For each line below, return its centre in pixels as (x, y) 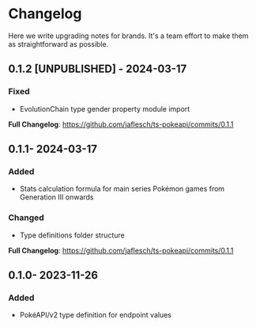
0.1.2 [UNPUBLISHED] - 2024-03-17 (98, 69)
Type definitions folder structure (72, 235)
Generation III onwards (56, 197)
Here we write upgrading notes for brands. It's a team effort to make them (128, 36)
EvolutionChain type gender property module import (105, 108)
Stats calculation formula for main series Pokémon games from (122, 189)
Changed (26, 218)
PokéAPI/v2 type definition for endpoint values (96, 315)
